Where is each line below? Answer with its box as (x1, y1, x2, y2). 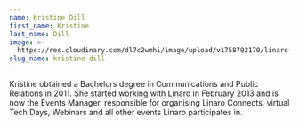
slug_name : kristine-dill (9, 54, 105, 63)
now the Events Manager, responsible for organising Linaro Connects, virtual (9, 98, 290, 107)
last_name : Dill (9, 29, 69, 38)
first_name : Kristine (9, 21, 90, 30)
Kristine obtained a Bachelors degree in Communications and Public (9, 79, 259, 89)
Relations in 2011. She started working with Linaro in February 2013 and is (9, 88, 279, 98)
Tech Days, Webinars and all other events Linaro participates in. (9, 107, 243, 117)
